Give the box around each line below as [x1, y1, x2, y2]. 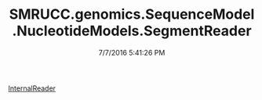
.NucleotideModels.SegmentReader [11, 22, 253, 40]
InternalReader [8, 84, 56, 93]
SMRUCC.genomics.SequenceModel [9, 5, 255, 23]
